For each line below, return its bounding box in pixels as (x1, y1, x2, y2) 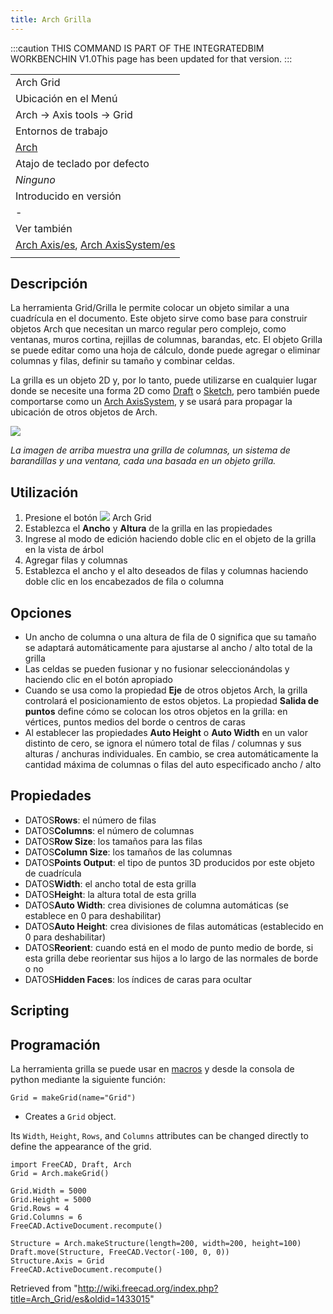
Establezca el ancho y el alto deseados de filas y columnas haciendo (24, 565, 309, 577)
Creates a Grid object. (24, 1111, 117, 1123)
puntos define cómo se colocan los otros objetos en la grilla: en (24, 706, 288, 718)
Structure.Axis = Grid (10, 1256, 105, 1266)
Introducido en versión (15, 189, 122, 203)
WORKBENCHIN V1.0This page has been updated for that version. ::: (10, 52, 293, 65)
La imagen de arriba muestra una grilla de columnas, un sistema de (10, 444, 291, 456)
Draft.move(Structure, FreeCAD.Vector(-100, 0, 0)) (10, 1247, 230, 1258)
